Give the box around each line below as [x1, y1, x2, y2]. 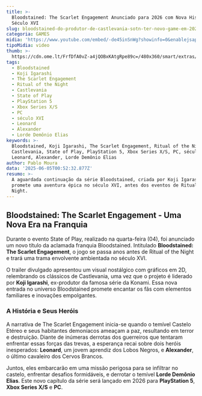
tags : [6, 59, 20, 65]
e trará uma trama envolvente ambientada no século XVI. [6, 255, 147, 262]
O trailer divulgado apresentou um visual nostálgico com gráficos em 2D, [6, 266, 187, 274]
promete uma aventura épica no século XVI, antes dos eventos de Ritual [11, 182, 198, 188]
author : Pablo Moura [6, 160, 58, 166]
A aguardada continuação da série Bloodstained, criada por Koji [11, 177, 179, 183]
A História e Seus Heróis [6, 307, 79, 315]
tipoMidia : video [6, 43, 50, 49]
